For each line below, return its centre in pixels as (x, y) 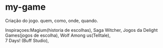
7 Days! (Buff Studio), (27, 40)
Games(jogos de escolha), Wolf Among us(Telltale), (58, 35)
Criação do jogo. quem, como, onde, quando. (52, 21)
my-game (26, 7)
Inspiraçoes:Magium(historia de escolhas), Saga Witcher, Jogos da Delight (81, 30)
